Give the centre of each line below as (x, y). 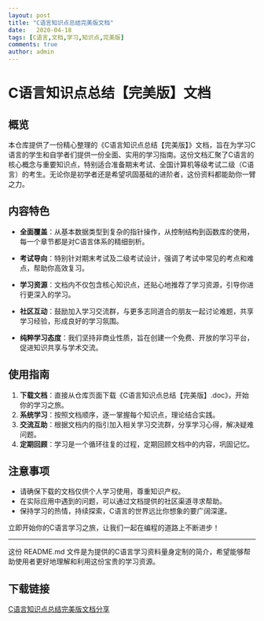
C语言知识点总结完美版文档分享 (59, 609)
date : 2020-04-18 (40, 30)
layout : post (29, 15)
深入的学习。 (54, 294)
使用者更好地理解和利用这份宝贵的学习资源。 (87, 561)
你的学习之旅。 (44, 404)
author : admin (31, 52)
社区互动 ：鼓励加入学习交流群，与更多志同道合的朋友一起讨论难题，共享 (136, 311)
